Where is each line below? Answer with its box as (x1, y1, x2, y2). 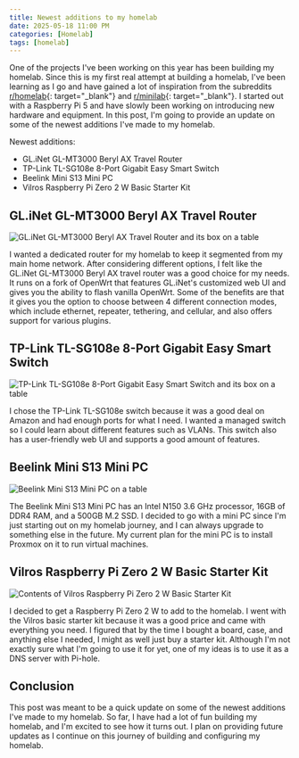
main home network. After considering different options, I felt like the (9, 259, 263, 269)
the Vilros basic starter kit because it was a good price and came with (9, 614, 266, 625)
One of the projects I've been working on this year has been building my (9, 62, 275, 73)
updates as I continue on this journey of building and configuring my (9, 730, 261, 741)
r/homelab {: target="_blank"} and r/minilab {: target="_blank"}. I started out (9, 91, 284, 102)
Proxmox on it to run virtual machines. (9, 539, 149, 549)
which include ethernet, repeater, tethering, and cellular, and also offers (9, 306, 272, 317)
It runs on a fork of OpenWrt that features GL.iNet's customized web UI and (9, 277, 287, 288)
